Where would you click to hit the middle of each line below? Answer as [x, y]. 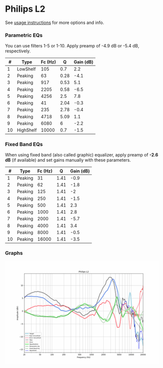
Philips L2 [25, 9]
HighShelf [27, 130]
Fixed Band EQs [24, 144]
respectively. [18, 51]
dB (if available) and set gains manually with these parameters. [68, 160]
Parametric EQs [24, 35]
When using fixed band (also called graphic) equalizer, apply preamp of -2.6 [82, 155]
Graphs [14, 253]
